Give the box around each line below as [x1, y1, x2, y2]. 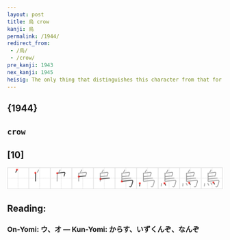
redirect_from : [7, 40, 51, 47]
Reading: [7, 202, 47, 214]
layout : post [7, 11, 44, 18]
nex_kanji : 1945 [7, 69, 53, 75]
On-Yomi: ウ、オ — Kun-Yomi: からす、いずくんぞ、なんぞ [7, 224, 200, 234]
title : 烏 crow [7, 18, 49, 25]
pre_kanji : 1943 [7, 62, 53, 69]
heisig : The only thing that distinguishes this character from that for [7, 76, 222, 83]
